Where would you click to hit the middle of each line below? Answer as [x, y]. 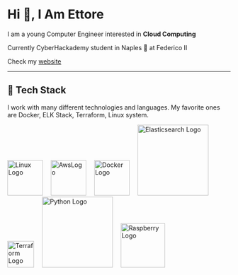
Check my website [34, 61]
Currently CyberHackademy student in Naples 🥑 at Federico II [97, 47]
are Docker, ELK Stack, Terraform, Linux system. [78, 115]
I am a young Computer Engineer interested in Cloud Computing [102, 34]
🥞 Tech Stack [37, 90]
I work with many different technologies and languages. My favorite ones [114, 107]
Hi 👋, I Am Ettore [56, 14]
